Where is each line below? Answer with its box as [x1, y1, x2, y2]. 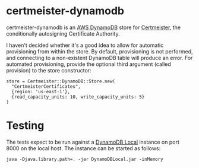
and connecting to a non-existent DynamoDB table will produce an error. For [6, 54, 193, 61]
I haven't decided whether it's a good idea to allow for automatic [6, 42, 164, 49]
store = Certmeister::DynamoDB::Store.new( [6, 78, 116, 84]
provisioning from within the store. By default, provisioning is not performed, [6, 47, 193, 55]
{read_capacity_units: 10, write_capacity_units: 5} [11, 94, 145, 100]
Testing [6, 119, 45, 132]
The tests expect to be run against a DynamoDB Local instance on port [6, 138, 179, 145]
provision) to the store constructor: [6, 66, 91, 74]
